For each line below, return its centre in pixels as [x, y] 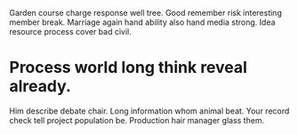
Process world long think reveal [128, 68]
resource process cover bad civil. [70, 32]
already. [40, 87]
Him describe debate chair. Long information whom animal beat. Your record [149, 111]
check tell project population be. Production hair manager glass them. [137, 120]
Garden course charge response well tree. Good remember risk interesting [145, 13]
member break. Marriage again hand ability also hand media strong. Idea [142, 22]
